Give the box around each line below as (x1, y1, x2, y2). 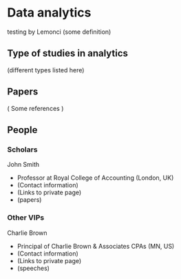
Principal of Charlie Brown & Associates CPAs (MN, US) (17, 242, 175, 250)
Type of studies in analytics (7, 48, 129, 59)
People (7, 124, 38, 136)
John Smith (7, 161, 40, 169)
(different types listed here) (7, 65, 85, 74)
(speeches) (17, 264, 50, 272)
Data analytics (7, 5, 92, 21)
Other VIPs (7, 213, 45, 223)
